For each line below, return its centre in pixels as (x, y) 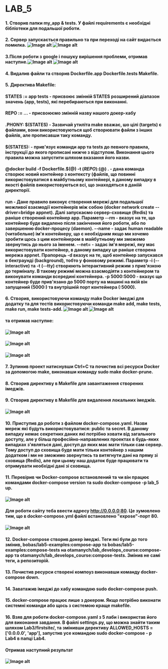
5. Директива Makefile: (31, 85)
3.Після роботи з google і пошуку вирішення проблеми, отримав (76, 56)
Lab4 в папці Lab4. (26, 638)
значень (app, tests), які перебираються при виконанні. (67, 101)
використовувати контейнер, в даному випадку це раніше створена (81, 249)
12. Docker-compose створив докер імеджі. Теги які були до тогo (76, 539)
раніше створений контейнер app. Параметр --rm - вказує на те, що (80, 218)
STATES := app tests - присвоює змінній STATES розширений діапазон (82, 96)
